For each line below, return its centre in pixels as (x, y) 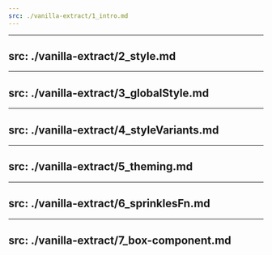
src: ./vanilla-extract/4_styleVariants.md (114, 130)
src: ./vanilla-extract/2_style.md (92, 56)
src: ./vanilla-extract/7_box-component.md (120, 241)
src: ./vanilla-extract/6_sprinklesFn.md (109, 204)
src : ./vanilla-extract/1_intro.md (68, 16)
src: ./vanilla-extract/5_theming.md (100, 167)
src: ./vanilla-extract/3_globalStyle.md (108, 93)
